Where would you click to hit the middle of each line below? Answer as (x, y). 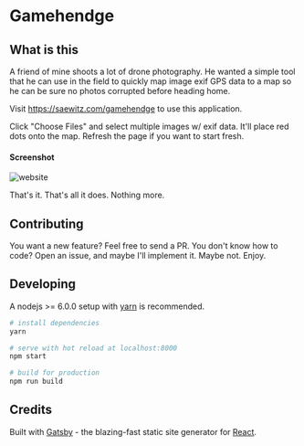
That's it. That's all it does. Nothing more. (87, 195)
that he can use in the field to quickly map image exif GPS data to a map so (151, 81)
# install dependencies (55, 323)
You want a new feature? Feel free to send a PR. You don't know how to (144, 246)
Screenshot (32, 157)
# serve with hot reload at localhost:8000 (94, 348)
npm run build (37, 382)
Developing (42, 284)
